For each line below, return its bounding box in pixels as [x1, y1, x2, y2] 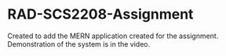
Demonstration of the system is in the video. [7, 39, 151, 48]
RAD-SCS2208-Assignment [7, 5, 194, 23]
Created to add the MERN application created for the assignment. [7, 31, 219, 40]
